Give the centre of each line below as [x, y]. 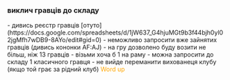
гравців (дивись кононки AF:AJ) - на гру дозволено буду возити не [107, 48]
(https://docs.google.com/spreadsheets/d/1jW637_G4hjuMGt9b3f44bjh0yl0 [115, 32]
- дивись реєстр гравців [43, 26]
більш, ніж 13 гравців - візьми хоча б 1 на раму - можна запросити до [110, 54]
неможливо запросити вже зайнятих [162, 40]
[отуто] [91, 26]
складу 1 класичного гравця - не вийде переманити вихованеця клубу [112, 62]
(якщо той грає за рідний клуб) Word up [66, 69]
